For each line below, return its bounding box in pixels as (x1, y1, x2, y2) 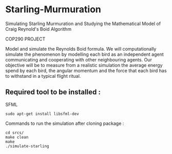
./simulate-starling (5, 143, 50, 149)
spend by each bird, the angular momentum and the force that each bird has (5, 68, 167, 74)
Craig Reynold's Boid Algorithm (5, 26, 72, 32)
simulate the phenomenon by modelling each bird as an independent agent (5, 51, 164, 57)
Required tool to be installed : (5, 88, 101, 97)
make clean (5, 135, 29, 140)
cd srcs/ (5, 130, 24, 135)
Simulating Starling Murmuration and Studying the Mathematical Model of (5, 20, 161, 27)
